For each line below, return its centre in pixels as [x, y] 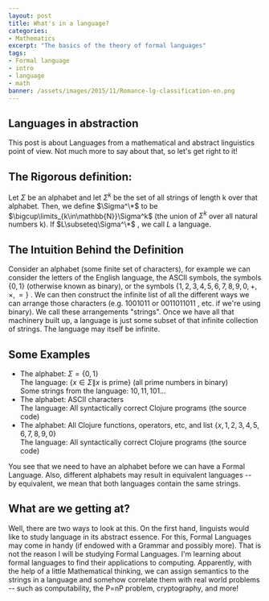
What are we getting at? [69, 509]
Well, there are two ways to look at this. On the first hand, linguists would [129, 528]
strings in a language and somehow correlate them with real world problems [134, 579]
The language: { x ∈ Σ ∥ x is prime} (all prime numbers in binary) [124, 382]
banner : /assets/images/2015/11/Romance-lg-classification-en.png [122, 91]
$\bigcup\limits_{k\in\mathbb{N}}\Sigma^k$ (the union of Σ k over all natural [133, 215]
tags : [17, 53]
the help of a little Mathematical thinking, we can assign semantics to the [128, 571]
